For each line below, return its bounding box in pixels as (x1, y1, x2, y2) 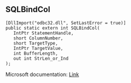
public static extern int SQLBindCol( (5, 25, 100, 31)
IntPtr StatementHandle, (13, 30, 74, 36)
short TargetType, (13, 40, 58, 46)
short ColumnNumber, (13, 35, 64, 41)
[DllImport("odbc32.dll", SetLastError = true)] (5, 20, 126, 26)
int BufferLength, (13, 50, 58, 56)
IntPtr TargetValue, (13, 45, 64, 51)
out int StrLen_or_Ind (13, 55, 68, 62)
